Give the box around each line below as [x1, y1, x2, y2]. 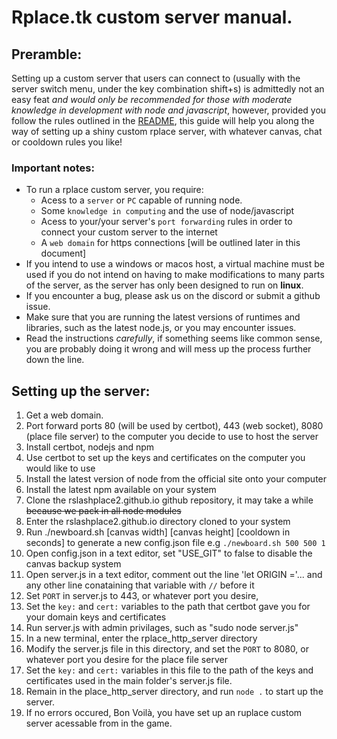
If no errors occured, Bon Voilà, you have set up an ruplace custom [25, 707, 303, 719]
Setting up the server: [11, 382, 151, 400]
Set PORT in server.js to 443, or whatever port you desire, [25, 590, 259, 602]
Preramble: [11, 46, 83, 63]
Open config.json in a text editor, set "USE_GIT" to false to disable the [25, 547, 313, 560]
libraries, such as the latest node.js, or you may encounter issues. [25, 322, 297, 334]
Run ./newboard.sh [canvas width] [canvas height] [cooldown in [25, 526, 291, 538]
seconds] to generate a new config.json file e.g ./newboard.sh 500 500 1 [25, 537, 326, 549]
